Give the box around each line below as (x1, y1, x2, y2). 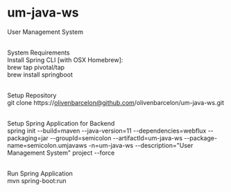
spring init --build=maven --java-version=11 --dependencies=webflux (7, 126, 207, 135)
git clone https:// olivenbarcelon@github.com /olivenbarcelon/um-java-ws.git (7, 98, 224, 106)
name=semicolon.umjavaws (7, 141, 87, 149)
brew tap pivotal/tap (7, 63, 65, 71)
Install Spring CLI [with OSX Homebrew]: (7, 55, 123, 64)
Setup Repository (7, 91, 57, 99)
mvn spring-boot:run (7, 176, 67, 184)
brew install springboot (7, 70, 73, 79)
